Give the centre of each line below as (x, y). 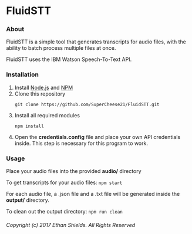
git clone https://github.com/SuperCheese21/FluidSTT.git (87, 104)
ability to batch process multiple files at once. (61, 48)
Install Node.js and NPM (44, 87)
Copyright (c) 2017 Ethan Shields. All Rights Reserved (71, 225)
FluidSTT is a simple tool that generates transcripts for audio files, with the (96, 42)
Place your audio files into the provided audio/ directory (74, 171)
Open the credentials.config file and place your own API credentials (97, 137)
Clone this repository (40, 94)
